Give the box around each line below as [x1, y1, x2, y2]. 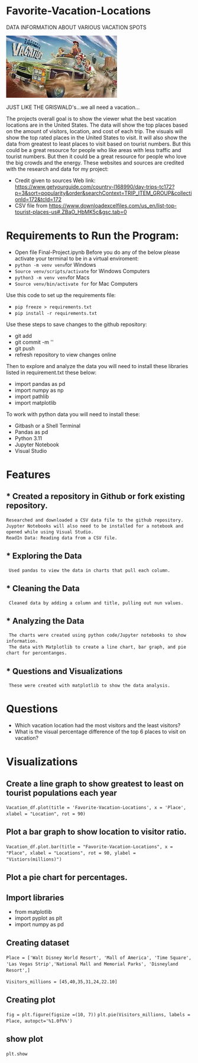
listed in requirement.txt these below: [6, 369, 97, 376]
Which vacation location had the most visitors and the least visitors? [14, 722, 181, 729]
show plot [6, 1034, 43, 1044]
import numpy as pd [14, 921, 64, 928]
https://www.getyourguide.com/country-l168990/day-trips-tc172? [14, 183, 175, 190]
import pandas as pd [14, 380, 66, 387]
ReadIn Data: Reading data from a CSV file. [6, 534, 118, 541]
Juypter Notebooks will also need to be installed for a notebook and [6, 523, 184, 529]
